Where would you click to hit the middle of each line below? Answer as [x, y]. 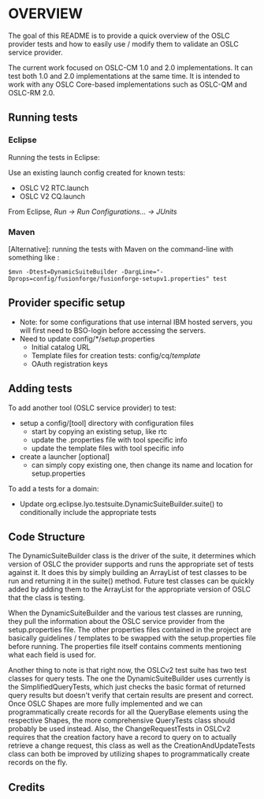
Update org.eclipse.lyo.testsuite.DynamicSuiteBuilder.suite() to [121, 504]
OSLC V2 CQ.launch [52, 196]
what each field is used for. [52, 655]
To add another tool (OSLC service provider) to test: [92, 408]
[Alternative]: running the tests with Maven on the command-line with [121, 248]
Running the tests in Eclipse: [54, 157]
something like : [34, 257]
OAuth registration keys [69, 364]
